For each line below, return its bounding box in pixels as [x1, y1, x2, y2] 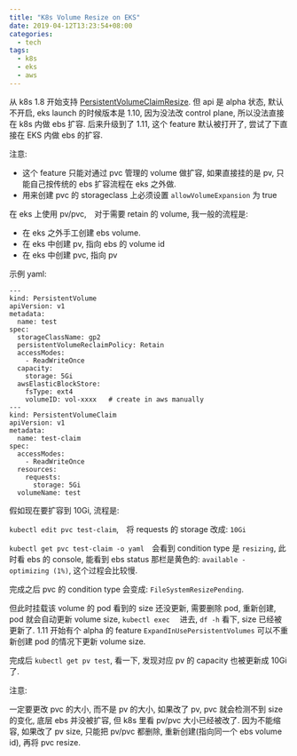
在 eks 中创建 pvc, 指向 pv [21, 250, 118, 260]
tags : [9, 46, 29, 55]
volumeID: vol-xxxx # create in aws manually [25, 394, 204, 404]
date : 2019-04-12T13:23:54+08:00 [9, 21, 133, 30]
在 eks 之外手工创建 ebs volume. [21, 227, 142, 238]
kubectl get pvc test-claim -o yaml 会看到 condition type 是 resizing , [9, 543, 277, 553]
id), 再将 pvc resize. [9, 736, 82, 747]
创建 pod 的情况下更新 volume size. [16, 636, 146, 647]
